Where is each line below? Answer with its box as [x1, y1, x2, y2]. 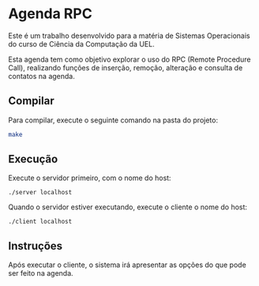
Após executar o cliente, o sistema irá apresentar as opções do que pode [8, 260, 246, 269]
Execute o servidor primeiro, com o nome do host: [8, 173, 171, 183]
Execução [8, 152, 58, 166]
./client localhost [8, 218, 73, 226]
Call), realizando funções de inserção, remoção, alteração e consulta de [8, 62, 243, 72]
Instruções [8, 239, 63, 253]
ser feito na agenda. [8, 269, 73, 278]
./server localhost [8, 189, 73, 197]
